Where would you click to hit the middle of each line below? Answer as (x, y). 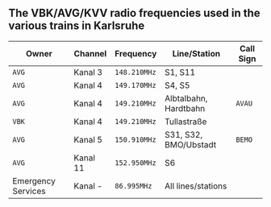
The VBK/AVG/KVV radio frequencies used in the (134, 13)
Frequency (136, 53)
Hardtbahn (185, 108)
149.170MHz (135, 85)
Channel (90, 53)
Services (29, 191)
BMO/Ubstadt (191, 144)
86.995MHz (133, 186)
